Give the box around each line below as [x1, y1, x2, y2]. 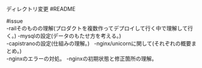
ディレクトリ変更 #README [6, 5, 76, 12]
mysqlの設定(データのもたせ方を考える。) [20, 32, 121, 39]
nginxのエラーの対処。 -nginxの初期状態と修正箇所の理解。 [8, 55, 158, 62]
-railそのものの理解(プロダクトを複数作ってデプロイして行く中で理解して [6, 25, 188, 32]
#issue [6, 18, 23, 24]
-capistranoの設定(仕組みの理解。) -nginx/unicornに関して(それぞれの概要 [6, 40, 192, 47]
